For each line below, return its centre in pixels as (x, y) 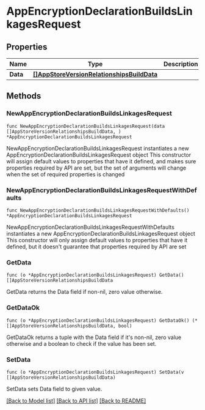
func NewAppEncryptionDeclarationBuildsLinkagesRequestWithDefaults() (98, 210)
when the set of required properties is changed (66, 174)
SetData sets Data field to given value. (54, 389)
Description (181, 64)
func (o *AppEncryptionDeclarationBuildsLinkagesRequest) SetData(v (95, 372)
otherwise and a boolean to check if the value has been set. (81, 343)
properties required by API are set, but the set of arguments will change (96, 168)
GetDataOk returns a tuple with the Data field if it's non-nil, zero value (94, 337)
